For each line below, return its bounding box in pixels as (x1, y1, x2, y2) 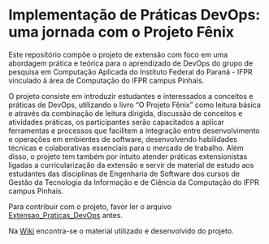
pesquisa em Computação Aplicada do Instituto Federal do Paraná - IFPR (8, 66, 254, 76)
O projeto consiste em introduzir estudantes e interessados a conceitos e (8, 91, 254, 101)
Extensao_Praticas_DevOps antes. (8, 210, 124, 220)
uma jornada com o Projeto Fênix (8, 23, 234, 41)
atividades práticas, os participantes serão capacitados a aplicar (8, 117, 225, 126)
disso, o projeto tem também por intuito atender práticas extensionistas (8, 152, 248, 161)
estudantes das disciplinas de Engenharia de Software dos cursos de (8, 169, 241, 178)
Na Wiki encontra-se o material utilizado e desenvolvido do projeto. (8, 225, 234, 236)
